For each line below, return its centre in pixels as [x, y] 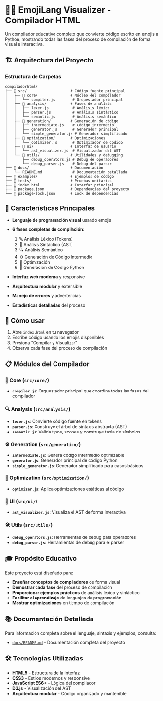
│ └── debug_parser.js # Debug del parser [58, 164]
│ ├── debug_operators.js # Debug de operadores [62, 159]
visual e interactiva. [25, 44]
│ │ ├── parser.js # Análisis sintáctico [62, 112]
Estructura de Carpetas [33, 77]
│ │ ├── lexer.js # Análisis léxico [57, 108]
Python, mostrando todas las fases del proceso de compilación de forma [78, 39]
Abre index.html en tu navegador [45, 332]
